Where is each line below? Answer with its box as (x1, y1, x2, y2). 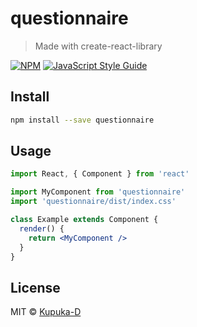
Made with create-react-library (34, 40, 163, 52)
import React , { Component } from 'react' (10, 169, 190, 179)
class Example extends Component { (10, 215, 159, 225)
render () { (19, 223, 65, 234)
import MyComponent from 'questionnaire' (10, 187, 186, 197)
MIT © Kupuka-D (10, 306, 82, 318)
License (10, 279, 61, 296)
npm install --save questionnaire (10, 115, 155, 125)
